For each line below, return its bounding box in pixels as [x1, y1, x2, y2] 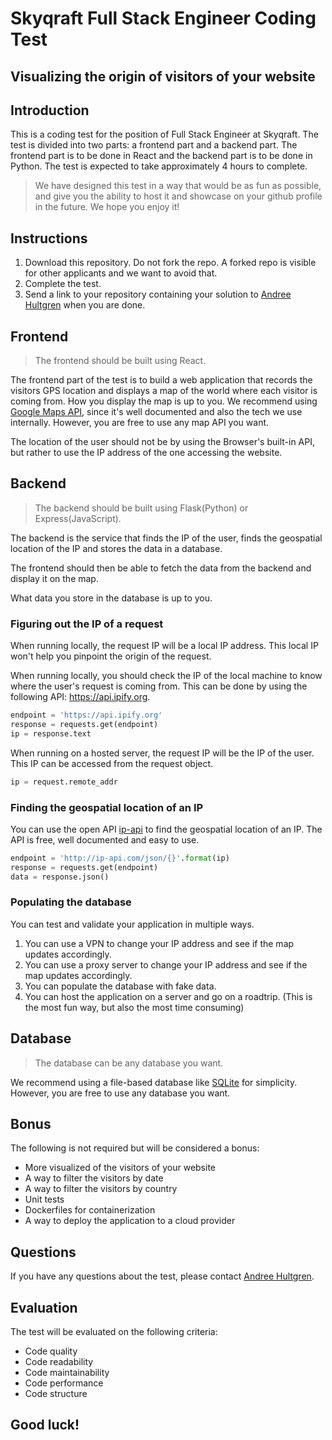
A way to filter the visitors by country [24, 1183, 178, 1195]
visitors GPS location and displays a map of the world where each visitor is [10, 385, 318, 397]
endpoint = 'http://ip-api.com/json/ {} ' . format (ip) [10, 853, 230, 863]
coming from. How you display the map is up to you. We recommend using [10, 395, 318, 407]
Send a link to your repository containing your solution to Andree [24, 288, 292, 301]
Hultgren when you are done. [24, 299, 146, 311]
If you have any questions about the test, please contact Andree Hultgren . [10, 1270, 315, 1282]
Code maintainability [24, 1367, 110, 1379]
